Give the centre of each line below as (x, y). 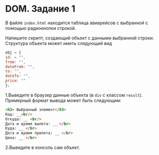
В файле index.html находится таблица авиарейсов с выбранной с (77, 23)
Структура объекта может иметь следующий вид (59, 43)
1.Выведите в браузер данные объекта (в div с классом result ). (74, 95)
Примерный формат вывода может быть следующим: (63, 100)
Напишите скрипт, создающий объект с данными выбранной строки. (80, 38)
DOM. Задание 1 (40, 9)
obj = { (13, 53)
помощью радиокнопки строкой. (41, 28)
